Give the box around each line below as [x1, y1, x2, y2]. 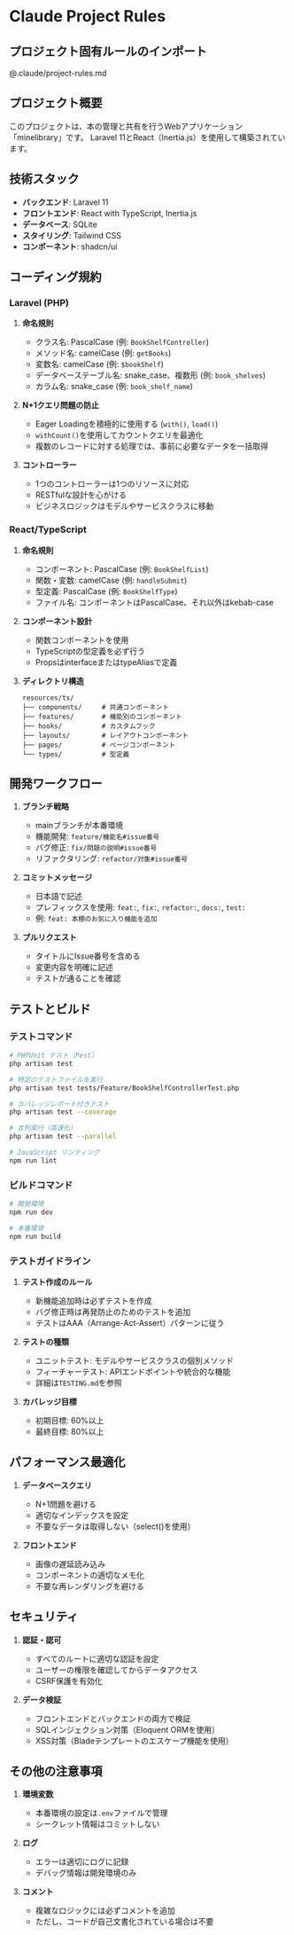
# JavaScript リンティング [9, 1148, 100, 1157]
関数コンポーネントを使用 [35, 634, 129, 645]
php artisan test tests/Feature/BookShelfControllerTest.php [9, 1084, 240, 1093]
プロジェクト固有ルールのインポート [9, 43, 207, 59]
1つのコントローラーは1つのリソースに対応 [35, 479, 190, 490]
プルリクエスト [21, 932, 77, 943]
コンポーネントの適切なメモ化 [35, 1570, 144, 1580]
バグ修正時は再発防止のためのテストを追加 [35, 1306, 191, 1317]
